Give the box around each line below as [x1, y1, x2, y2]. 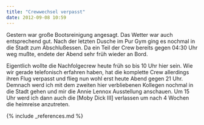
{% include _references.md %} [6, 112, 84, 120]
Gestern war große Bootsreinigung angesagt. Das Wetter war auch [6, 31, 173, 38]
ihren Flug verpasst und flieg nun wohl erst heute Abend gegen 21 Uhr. [6, 75, 183, 82]
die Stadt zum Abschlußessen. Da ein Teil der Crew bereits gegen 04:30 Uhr [6, 43, 198, 51]
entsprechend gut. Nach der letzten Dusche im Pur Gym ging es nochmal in [6, 37, 195, 45]
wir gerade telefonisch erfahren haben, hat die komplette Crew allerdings [6, 68, 189, 75]
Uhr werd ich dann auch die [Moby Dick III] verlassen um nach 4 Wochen [6, 94, 189, 101]
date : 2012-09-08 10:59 [6, 14, 67, 21]
